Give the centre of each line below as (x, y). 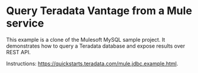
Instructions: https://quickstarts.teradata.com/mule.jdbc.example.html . (92, 64)
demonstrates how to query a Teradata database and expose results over (96, 46)
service (25, 23)
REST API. (18, 52)
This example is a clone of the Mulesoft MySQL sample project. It (86, 39)
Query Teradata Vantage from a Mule (99, 11)
